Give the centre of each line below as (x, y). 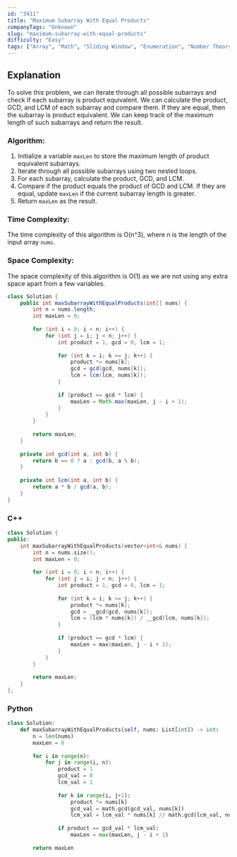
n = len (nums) (53, 736)
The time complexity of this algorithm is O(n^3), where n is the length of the (117, 235)
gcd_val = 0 (75, 776)
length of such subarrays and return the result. (75, 122)
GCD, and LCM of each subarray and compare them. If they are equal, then (116, 107)
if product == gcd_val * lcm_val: (108, 828)
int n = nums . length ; (65, 309)
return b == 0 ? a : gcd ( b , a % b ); (86, 461)
